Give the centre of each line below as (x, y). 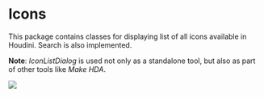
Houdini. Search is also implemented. (70, 44)
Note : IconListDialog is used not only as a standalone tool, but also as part (132, 61)
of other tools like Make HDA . (57, 69)
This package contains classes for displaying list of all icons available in (128, 36)
